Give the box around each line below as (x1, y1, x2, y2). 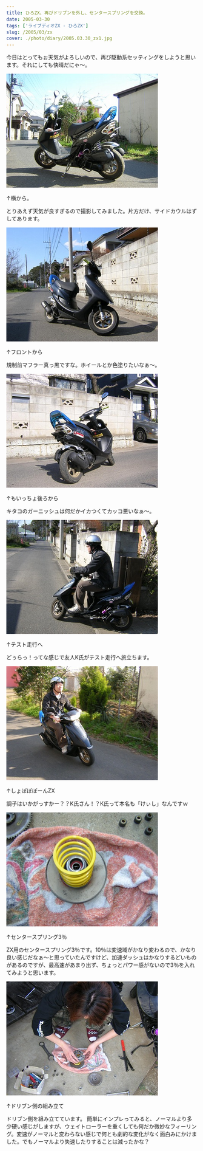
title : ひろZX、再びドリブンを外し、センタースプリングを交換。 (6, 10, 148, 16)
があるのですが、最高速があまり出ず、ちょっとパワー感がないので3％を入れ (6, 961, 195, 969)
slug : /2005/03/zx (6, 29, 53, 35)
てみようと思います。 (6, 969, 59, 977)
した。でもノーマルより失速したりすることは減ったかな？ (6, 1138, 150, 1146)
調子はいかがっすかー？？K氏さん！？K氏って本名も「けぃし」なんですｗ (6, 800, 188, 808)
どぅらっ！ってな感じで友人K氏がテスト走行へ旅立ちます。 (6, 654, 153, 661)
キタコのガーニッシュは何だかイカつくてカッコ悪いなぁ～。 (6, 507, 155, 515)
